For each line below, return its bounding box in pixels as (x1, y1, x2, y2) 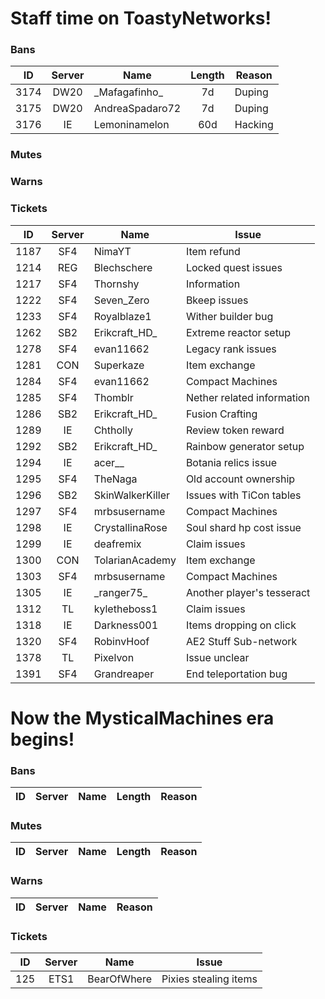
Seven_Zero (93, 293, 150, 307)
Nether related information (185, 390, 310, 404)
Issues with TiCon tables (185, 488, 302, 502)
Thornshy (93, 277, 140, 291)
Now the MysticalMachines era (10, 707, 275, 729)
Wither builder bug (185, 309, 274, 323)
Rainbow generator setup (185, 439, 305, 453)
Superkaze (93, 358, 145, 372)
